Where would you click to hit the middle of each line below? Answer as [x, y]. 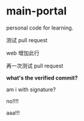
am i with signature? [31, 89]
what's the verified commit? [42, 78]
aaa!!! [13, 113]
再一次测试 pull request [35, 66]
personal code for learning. [40, 28]
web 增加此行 [23, 53]
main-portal [37, 11]
